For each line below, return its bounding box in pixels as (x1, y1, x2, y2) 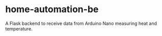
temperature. (5, 25, 33, 31)
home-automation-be (5, 4, 99, 15)
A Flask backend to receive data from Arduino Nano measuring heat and (5, 20, 157, 26)
